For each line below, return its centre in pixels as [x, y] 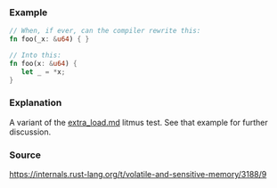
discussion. [30, 132]
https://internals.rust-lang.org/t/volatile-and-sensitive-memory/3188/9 [138, 175]
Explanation [36, 102]
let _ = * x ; [43, 72]
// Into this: [36, 55]
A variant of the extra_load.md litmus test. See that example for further [139, 122]
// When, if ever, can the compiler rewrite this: [105, 31]
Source [25, 155]
